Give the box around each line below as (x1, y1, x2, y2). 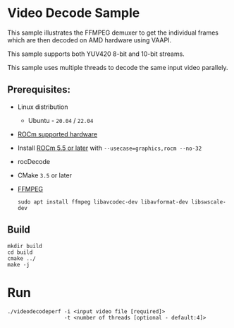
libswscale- (191, 198, 227, 206)
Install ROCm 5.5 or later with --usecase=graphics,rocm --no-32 (17, 143, 202, 152)
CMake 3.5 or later (17, 171, 73, 180)
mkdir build (7, 242, 42, 250)
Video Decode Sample (7, 5, 140, 21)
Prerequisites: (7, 83, 70, 96)
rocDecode (17, 157, 51, 165)
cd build (7, 249, 33, 256)
